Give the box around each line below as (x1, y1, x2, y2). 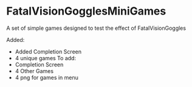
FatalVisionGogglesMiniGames (6, 4, 166, 18)
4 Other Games (15, 67, 53, 74)
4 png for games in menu (15, 74, 79, 81)
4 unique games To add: (15, 54, 77, 61)
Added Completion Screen (15, 47, 82, 55)
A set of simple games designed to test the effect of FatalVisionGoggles (6, 24, 187, 32)
